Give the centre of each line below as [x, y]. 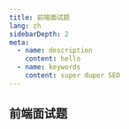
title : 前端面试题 [40, 17]
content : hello [53, 59]
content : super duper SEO [73, 76]
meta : [19, 42]
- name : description [55, 51]
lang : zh [25, 26]
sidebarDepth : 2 [39, 34]
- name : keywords [49, 68]
